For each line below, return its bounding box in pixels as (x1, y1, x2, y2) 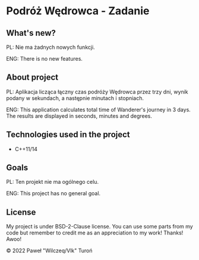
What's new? (6, 28, 56, 38)
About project (6, 73, 58, 83)
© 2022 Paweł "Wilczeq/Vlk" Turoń (6, 247, 93, 254)
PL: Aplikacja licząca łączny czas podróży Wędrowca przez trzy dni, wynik (6, 88, 188, 95)
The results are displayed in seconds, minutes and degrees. (6, 112, 153, 120)
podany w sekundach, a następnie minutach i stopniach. (6, 94, 144, 102)
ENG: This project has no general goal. (6, 190, 101, 197)
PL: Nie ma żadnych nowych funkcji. (6, 43, 95, 51)
